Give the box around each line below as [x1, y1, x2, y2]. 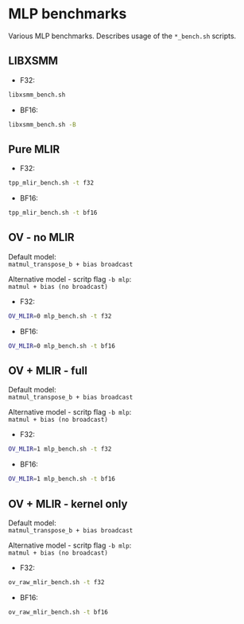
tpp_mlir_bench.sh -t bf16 [8, 209, 98, 217]
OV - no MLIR [8, 231, 75, 244]
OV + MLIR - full [8, 364, 87, 378]
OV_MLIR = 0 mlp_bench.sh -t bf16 [8, 341, 115, 350]
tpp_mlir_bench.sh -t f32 [8, 179, 94, 187]
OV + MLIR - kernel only [8, 497, 128, 510]
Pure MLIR [8, 142, 60, 156]
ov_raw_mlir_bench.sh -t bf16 [8, 608, 109, 616]
